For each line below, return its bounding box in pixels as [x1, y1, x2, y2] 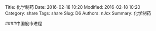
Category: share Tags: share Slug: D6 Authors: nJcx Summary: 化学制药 [5, 10, 152, 16]
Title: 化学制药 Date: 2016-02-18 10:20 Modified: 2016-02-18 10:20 [5, 4, 141, 10]
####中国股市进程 [5, 21, 42, 26]
